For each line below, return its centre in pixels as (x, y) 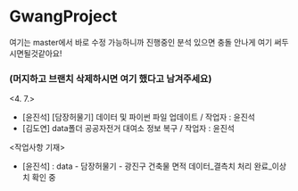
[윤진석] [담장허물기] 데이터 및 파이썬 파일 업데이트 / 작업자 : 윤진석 (139, 117)
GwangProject (63, 17)
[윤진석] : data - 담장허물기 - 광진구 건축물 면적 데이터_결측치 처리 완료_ (147, 166)
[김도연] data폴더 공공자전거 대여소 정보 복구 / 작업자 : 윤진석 (128, 129)
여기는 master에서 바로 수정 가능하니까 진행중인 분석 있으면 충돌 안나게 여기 (141, 42)
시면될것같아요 (35, 53)
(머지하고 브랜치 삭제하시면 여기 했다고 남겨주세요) (111, 79)
